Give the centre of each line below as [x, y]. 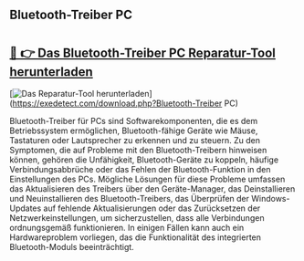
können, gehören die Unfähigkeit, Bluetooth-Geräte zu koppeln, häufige [144, 160]
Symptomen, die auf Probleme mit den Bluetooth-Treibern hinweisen [138, 150]
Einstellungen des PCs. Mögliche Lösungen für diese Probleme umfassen [147, 179]
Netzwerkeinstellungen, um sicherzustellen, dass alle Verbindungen [137, 218]
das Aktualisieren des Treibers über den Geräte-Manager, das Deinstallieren [152, 189]
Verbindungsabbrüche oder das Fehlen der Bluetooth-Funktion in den [140, 169]
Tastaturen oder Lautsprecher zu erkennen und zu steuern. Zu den [135, 140]
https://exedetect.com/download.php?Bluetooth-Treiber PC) [126, 103]
